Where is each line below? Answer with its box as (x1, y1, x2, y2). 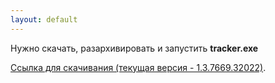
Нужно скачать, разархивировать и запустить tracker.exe (10, 42, 259, 54)
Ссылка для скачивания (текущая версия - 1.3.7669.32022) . (10, 61, 267, 73)
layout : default (10, 14, 78, 25)
